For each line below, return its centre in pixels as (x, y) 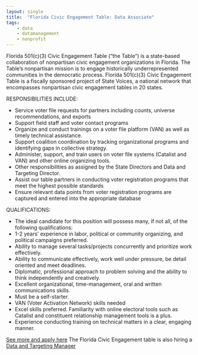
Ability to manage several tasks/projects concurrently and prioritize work (103, 246)
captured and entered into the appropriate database (78, 198)
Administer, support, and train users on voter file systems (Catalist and (100, 154)
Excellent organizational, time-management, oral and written (88, 284)
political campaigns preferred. (51, 240)
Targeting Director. (38, 173)
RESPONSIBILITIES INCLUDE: (42, 99)
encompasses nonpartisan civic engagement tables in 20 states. (85, 87)
